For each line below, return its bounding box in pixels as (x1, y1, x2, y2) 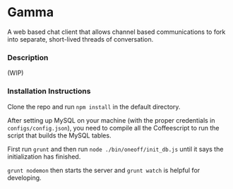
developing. (7, 173, 42, 182)
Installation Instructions (7, 86, 91, 96)
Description (7, 52, 49, 62)
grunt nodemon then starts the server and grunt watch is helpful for (7, 166, 201, 174)
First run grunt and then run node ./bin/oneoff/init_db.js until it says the (7, 145, 224, 153)
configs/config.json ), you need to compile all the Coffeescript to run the (7, 123, 220, 132)
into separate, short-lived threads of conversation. (7, 35, 154, 43)
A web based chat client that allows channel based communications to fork (7, 28, 226, 36)
